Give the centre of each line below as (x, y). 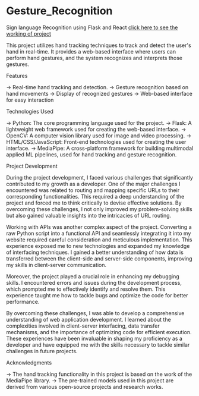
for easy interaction (30, 100)
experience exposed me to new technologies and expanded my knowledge (98, 246)
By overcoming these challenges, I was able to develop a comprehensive (95, 313)
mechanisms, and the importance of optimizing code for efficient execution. (99, 332)
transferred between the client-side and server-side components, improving (99, 258)
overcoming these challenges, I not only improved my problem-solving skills (99, 209)
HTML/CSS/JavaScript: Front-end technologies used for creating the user (96, 142)
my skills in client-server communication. (56, 265)
